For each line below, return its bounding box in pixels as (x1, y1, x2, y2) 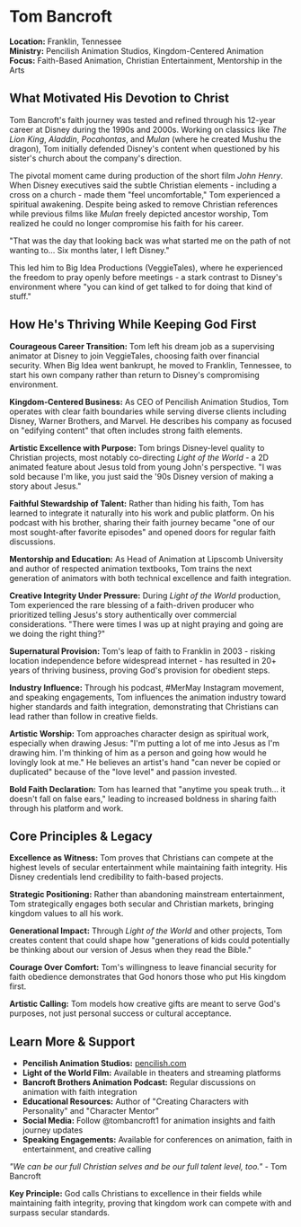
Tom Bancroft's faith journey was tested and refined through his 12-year (9, 114, 276, 125)
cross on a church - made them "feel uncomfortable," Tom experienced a (9, 189, 281, 199)
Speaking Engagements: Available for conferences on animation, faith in (22, 1134, 293, 1145)
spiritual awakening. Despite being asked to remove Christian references (9, 199, 279, 209)
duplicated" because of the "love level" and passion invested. (9, 766, 238, 777)
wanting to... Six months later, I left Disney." (9, 244, 170, 255)
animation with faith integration (22, 1087, 137, 1098)
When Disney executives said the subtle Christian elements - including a (9, 180, 277, 190)
